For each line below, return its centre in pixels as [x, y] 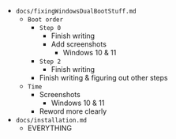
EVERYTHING [50, 128]
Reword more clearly [73, 111]
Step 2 [50, 62]
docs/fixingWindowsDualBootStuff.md [76, 11]
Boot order [45, 20]
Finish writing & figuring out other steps [103, 78]
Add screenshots [79, 44]
